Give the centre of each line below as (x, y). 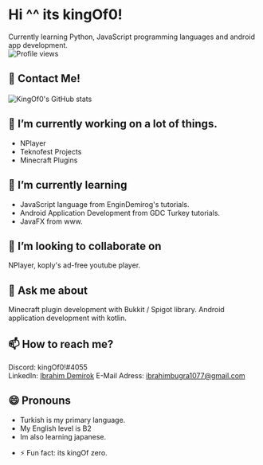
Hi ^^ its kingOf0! (65, 15)
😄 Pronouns (40, 401)
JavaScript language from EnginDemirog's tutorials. (104, 204)
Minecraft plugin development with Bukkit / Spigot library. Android (116, 310)
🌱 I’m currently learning (68, 185)
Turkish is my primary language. (73, 420)
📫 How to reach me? (61, 344)
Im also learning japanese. (63, 436)
